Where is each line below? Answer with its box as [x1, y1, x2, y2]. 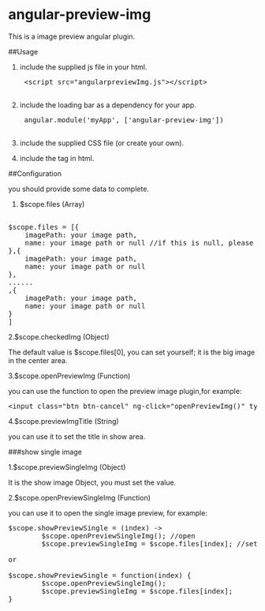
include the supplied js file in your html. [19, 62, 147, 72]
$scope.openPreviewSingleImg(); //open [41, 531, 196, 540]
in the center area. [8, 355, 68, 365]
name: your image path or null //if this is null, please [24, 238, 254, 247]
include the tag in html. [19, 153, 95, 163]
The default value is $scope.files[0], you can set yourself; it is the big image [8, 347, 256, 357]
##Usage [8, 47, 39, 56]
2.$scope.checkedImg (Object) [8, 332, 110, 341]
